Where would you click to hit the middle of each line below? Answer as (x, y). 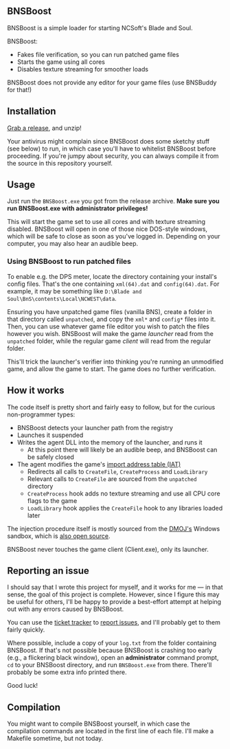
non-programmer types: (41, 414)
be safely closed (50, 457)
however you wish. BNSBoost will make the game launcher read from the (111, 333)
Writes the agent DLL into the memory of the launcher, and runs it (110, 442)
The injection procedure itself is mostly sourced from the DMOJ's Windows (114, 528)
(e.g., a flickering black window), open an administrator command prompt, (113, 658)
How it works (36, 391)
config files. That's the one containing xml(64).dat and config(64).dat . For (113, 284)
